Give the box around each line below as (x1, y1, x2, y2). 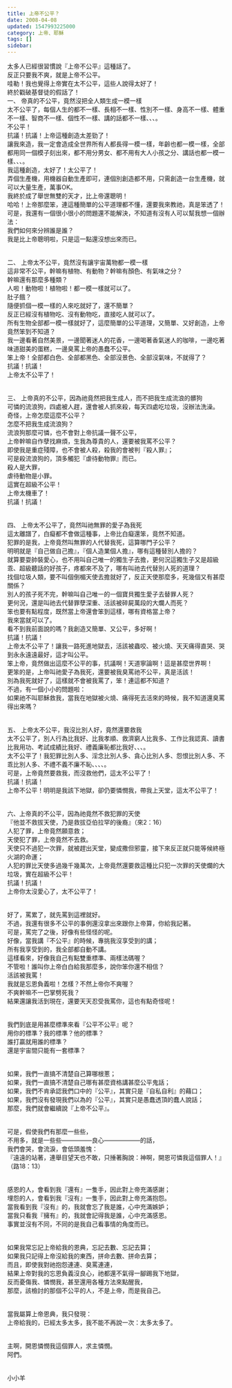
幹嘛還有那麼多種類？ (7, 276, 68, 283)
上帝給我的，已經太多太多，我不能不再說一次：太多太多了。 (7, 1318, 177, 1326)
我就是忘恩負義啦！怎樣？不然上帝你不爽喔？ (7, 979, 135, 988)
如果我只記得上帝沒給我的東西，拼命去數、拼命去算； (7, 1252, 159, 1260)
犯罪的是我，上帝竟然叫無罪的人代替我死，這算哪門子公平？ (7, 538, 177, 546)
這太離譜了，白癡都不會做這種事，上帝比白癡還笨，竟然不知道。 (7, 529, 188, 538)
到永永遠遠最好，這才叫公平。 (7, 650, 92, 659)
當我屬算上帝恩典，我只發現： (7, 1310, 92, 1317)
